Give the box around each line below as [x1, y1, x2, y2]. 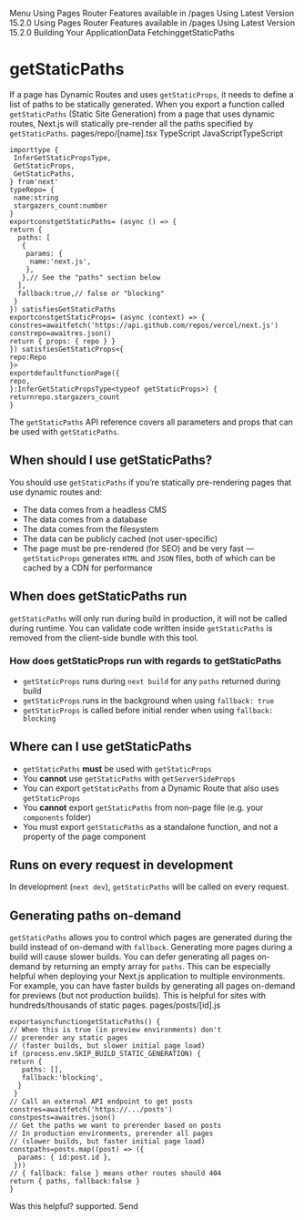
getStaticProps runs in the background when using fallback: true [22, 694, 275, 705]
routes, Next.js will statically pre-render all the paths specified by [9, 118, 254, 128]
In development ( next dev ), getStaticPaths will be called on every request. [9, 881, 289, 892]
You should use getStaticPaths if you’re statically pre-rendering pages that [9, 477, 292, 487]
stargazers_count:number [13, 200, 107, 210]
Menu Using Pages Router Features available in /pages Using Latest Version [9, 8, 295, 18]
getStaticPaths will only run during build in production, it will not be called [9, 612, 288, 623]
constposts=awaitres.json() [9, 1113, 117, 1123]
